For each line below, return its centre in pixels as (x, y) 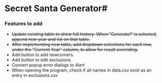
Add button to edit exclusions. (42, 60)
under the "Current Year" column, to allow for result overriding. (75, 50)
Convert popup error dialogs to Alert (48, 65)
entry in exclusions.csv (35, 75)
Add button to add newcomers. (43, 55)
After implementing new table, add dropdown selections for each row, (82, 45)
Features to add (23, 24)
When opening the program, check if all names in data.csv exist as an (81, 70)
